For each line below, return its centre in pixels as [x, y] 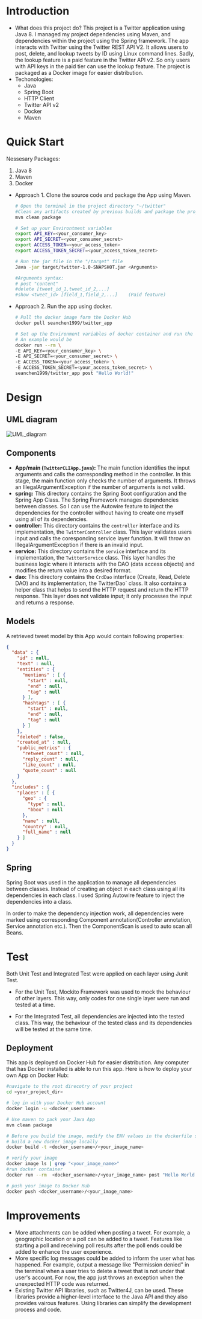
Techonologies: [34, 79]
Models [20, 621]
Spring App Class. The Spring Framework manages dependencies [97, 500]
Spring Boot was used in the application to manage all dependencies [91, 882]
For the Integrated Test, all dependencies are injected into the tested [99, 1016]
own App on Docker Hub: [38, 1075]
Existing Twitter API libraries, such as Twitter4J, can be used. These [99, 1290]
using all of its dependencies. [51, 519]
